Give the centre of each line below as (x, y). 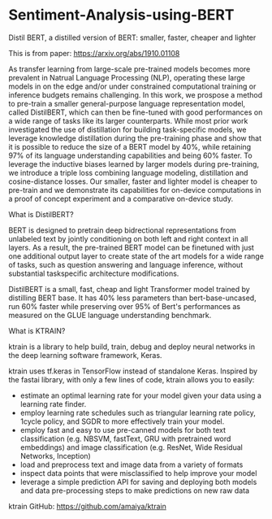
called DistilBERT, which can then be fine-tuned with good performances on (136, 112)
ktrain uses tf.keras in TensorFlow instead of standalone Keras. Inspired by (133, 371)
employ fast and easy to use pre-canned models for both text (123, 430)
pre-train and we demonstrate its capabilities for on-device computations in (135, 190)
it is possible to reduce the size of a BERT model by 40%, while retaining (130, 146)
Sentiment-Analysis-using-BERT (121, 15)
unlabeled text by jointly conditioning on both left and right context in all (128, 238)
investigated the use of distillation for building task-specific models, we (127, 129)
